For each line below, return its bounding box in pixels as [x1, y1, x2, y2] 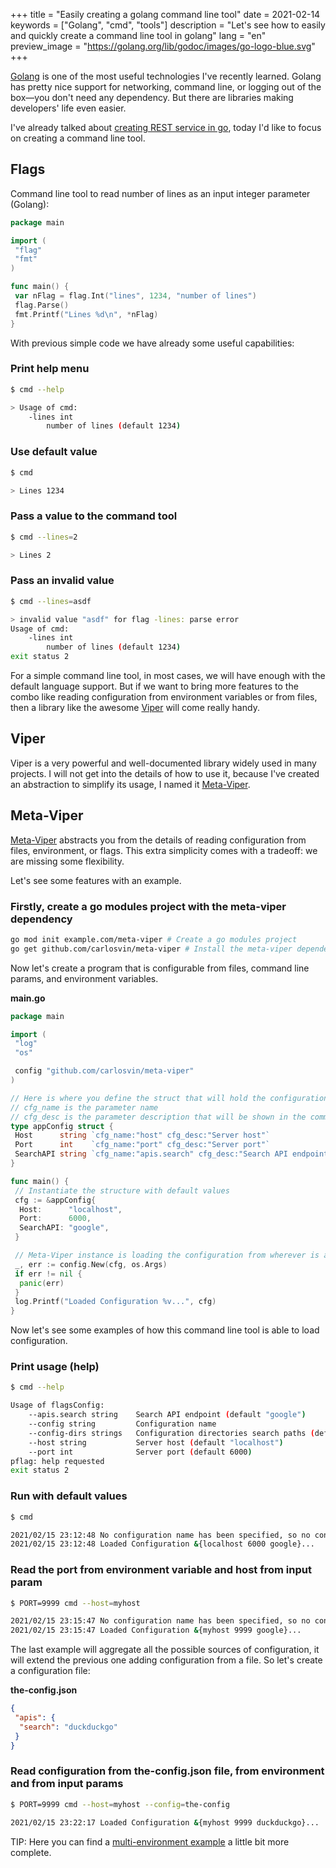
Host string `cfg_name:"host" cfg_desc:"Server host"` [14, 1130, 271, 1141]
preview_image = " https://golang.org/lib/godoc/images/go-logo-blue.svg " [10, 40, 316, 52]
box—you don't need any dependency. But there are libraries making [10, 92, 294, 103]
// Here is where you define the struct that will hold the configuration [10, 1093, 329, 1103]
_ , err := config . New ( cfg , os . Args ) [14, 1259, 168, 1269]
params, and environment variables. [10, 972, 159, 984]
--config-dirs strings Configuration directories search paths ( [28, 1428, 315, 1438]
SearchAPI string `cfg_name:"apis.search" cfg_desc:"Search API [14, 1149, 288, 1159]
